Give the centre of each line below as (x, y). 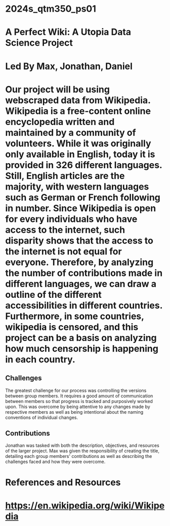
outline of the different (54, 295)
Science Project (39, 43)
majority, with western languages (77, 187)
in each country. (40, 359)
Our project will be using (58, 89)
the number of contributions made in (84, 273)
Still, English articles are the (65, 176)
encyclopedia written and (60, 122)
